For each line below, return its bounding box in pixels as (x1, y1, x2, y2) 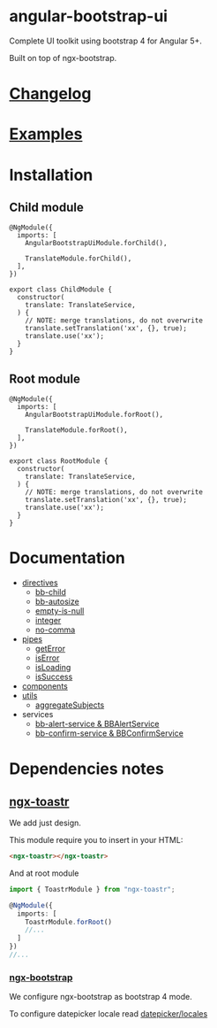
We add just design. (9, 817, 82, 829)
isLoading (34, 662, 71, 673)
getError (34, 644, 66, 654)
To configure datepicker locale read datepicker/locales (9, 1009, 208, 1019)
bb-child (34, 587, 66, 598)
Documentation (9, 548, 126, 568)
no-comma (34, 624, 76, 635)
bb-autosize (34, 596, 79, 607)
